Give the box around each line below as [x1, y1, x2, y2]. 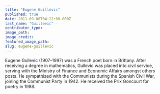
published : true [5, 12, 38, 17]
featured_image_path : [5, 39, 50, 44]
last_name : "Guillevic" [5, 21, 54, 26]
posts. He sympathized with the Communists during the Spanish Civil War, [5, 73, 155, 79]
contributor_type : [5, 26, 43, 31]
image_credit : [5, 35, 34, 40]
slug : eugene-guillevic [5, 44, 54, 49]
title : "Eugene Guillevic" [5, 7, 60, 12]
